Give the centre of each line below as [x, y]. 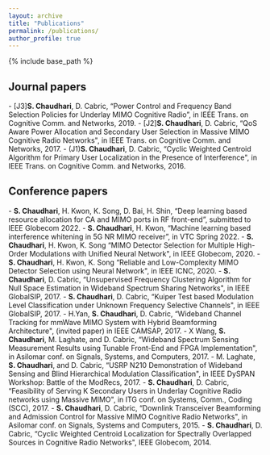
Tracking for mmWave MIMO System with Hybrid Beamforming [113, 322]
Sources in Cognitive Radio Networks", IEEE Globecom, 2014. [110, 442]
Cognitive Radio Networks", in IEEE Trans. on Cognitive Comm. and [120, 140]
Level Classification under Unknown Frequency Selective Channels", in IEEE [134, 305]
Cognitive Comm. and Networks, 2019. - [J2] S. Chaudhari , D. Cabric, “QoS [133, 123]
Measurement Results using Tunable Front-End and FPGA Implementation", [133, 348]
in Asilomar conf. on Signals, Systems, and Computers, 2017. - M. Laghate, [132, 357]
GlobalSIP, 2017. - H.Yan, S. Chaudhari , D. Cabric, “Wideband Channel [125, 313]
